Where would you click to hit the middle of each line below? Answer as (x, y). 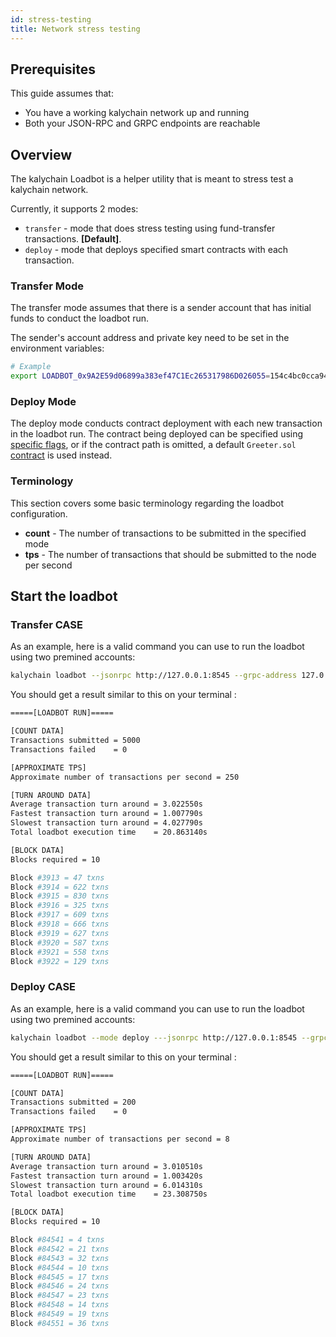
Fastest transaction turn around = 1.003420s (106, 1176)
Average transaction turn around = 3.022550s (106, 804)
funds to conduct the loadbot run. (80, 318)
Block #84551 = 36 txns (60, 1323)
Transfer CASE (46, 625)
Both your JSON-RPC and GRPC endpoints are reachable (142, 123)
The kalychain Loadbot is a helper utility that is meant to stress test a (152, 179)
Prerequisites (53, 69)
